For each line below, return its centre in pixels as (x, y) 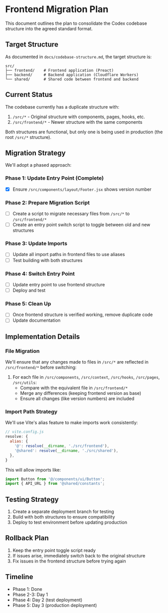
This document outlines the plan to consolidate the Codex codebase (76, 23)
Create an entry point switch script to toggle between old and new (81, 225)
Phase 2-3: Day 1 (30, 594)
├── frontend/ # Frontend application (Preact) (60, 70)
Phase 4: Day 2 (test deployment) (47, 600)
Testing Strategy (32, 499)
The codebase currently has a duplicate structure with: (62, 107)
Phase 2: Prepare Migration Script (47, 202)
